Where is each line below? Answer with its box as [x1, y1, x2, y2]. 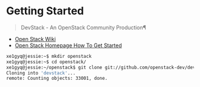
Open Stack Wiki [14, 35, 56, 42]
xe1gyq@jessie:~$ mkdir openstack [6, 53, 92, 59]
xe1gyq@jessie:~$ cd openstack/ [6, 58, 86, 65]
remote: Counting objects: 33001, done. [6, 76, 108, 82]
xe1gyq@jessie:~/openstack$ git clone [6, 64, 102, 70]
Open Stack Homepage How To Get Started [14, 42, 122, 49]
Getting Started [6, 4, 85, 18]
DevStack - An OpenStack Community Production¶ [20, 24, 146, 31]
